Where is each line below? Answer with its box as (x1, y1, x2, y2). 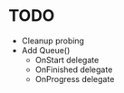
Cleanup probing (21, 35, 85, 46)
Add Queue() (21, 44, 71, 55)
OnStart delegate (34, 54, 100, 65)
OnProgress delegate (34, 73, 115, 84)
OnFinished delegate (34, 64, 113, 75)
